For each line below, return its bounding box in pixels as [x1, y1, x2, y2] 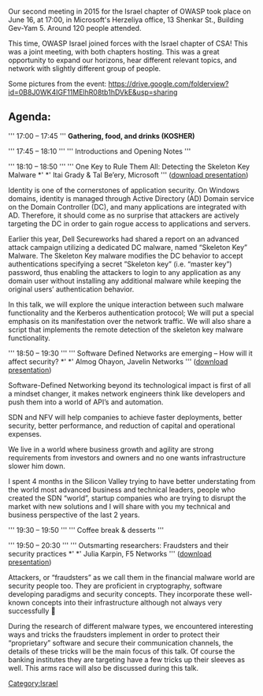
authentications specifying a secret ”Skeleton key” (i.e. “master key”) [8, 259, 232, 269]
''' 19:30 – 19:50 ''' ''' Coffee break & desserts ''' [8, 525, 164, 534]
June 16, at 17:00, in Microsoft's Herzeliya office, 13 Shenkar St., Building [8, 15, 244, 24]
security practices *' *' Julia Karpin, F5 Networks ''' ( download [8, 549, 212, 558]
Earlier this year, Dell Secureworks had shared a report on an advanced [8, 234, 239, 244]
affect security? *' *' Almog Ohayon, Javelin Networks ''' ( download [8, 356, 228, 366]
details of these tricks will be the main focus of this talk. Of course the [8, 646, 235, 656]
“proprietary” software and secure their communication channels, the [8, 638, 234, 647]
